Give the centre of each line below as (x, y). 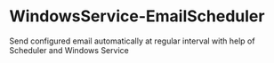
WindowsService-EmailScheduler (137, 16)
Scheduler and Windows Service (69, 50)
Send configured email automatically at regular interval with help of (132, 41)
